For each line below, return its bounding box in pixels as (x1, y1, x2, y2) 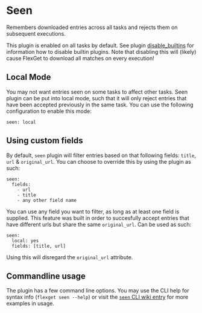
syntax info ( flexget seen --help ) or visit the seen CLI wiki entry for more (6, 294, 189, 301)
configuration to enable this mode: (6, 107, 92, 115)
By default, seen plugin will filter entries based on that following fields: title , (6, 152, 196, 159)
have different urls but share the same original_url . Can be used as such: (6, 221, 192, 228)
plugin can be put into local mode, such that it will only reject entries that (6, 94, 187, 102)
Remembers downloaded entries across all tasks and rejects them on (6, 24, 178, 31)
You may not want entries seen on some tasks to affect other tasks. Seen (6, 88, 188, 95)
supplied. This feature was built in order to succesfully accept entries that (6, 214, 190, 221)
